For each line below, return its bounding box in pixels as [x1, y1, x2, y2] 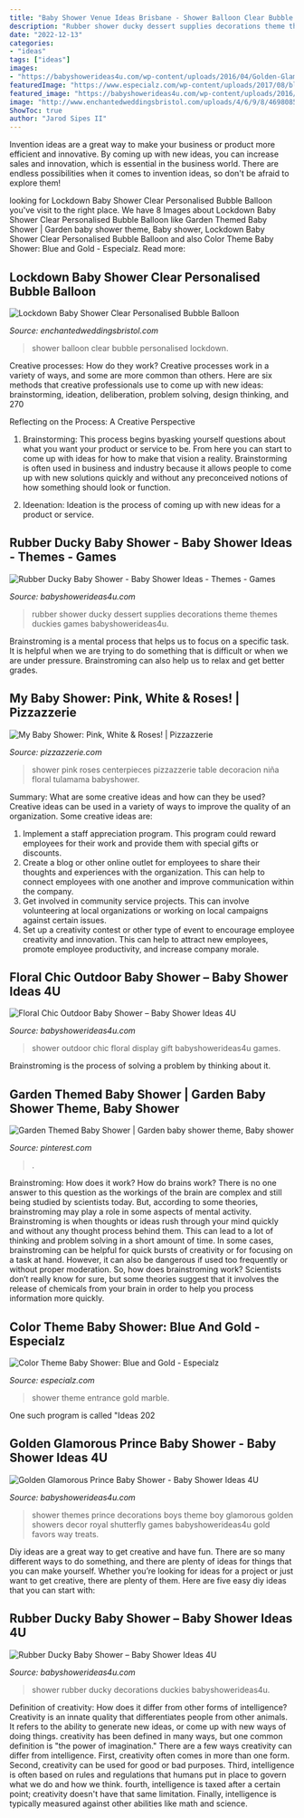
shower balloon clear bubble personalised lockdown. [31, 342, 229, 353]
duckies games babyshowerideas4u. [31, 617, 169, 629]
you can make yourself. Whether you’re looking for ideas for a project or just [9, 1565, 294, 1576]
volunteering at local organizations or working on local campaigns [22, 904, 269, 915]
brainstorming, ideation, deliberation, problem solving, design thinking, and [9, 388, 290, 399]
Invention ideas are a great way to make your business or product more [9, 139, 276, 150]
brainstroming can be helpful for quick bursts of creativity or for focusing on [9, 1245, 294, 1256]
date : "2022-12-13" [9, 30, 83, 39]
